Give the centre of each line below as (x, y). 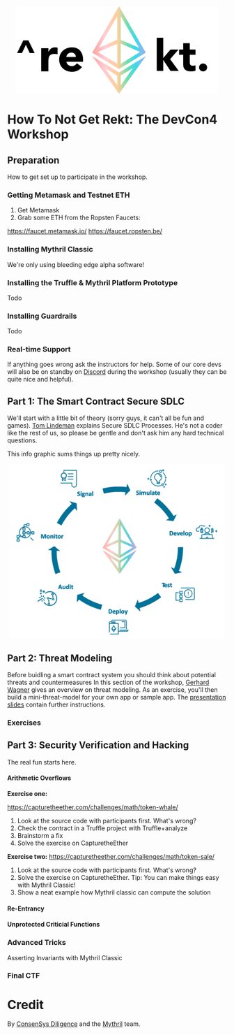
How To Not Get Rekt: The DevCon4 (112, 120)
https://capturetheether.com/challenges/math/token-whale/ (93, 807)
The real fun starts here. (42, 762)
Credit (25, 1005)
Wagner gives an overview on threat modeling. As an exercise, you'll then (112, 690)
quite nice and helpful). (40, 379)
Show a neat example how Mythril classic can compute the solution (114, 892)
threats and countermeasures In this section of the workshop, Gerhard (108, 682)
